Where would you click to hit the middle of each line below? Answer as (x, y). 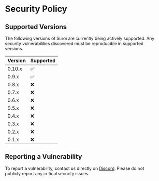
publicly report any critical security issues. (47, 173)
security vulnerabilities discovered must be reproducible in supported (74, 44)
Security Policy (36, 9)
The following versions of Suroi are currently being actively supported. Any (80, 38)
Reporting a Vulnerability (43, 157)
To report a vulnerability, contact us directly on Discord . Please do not (75, 168)
